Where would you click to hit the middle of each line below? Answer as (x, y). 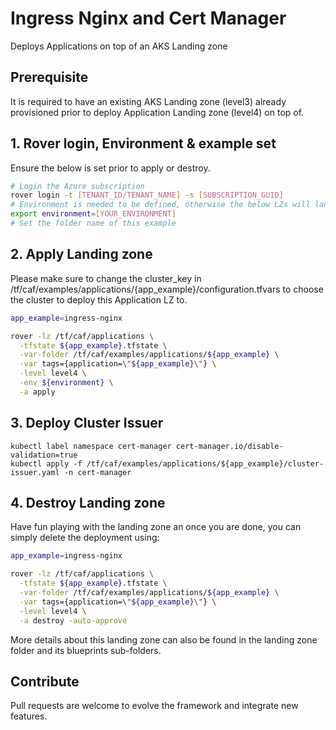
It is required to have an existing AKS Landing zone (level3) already (148, 101)
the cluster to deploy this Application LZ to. (99, 299)
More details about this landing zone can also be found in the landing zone (164, 639)
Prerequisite (49, 77)
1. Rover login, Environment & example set (143, 143)
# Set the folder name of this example (93, 223)
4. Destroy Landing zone (88, 502)
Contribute (45, 681)
